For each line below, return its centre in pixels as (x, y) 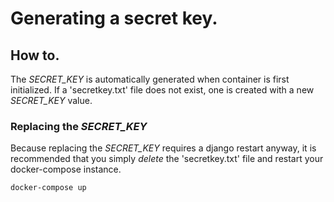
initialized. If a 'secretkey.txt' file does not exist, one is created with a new (162, 90)
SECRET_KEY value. (51, 100)
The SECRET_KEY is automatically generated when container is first (150, 79)
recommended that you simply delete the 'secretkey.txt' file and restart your (167, 159)
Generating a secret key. (114, 18)
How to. (35, 55)
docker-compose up (48, 188)
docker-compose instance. (66, 169)
